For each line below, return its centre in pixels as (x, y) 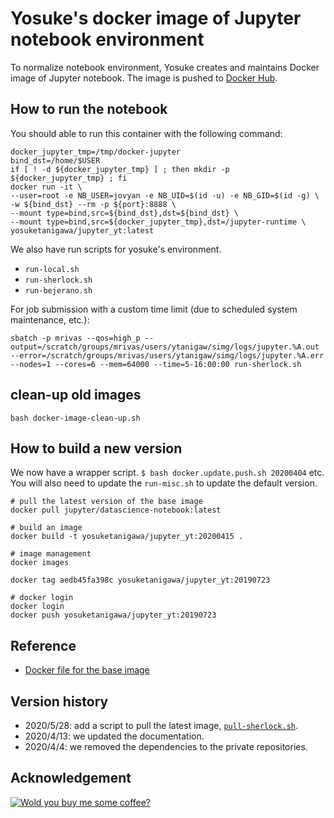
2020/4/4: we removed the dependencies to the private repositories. (166, 746)
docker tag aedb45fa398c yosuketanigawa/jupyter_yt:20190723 (140, 580)
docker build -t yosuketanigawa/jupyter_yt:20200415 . (127, 537)
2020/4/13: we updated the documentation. (114, 736)
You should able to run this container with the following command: (146, 133)
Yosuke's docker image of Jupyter (156, 18)
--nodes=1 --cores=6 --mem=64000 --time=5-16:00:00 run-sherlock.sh (156, 364)
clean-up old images (76, 395)
